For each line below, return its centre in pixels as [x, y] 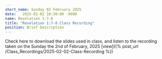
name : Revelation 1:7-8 [29, 18]
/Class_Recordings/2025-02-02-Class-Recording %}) [59, 52]
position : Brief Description [35, 28]
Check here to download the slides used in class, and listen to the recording [81, 41]
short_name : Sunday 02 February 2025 [43, 9]
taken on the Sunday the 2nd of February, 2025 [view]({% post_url [72, 46]
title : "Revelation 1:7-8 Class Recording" [50, 23]
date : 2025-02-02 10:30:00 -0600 [41, 14]
